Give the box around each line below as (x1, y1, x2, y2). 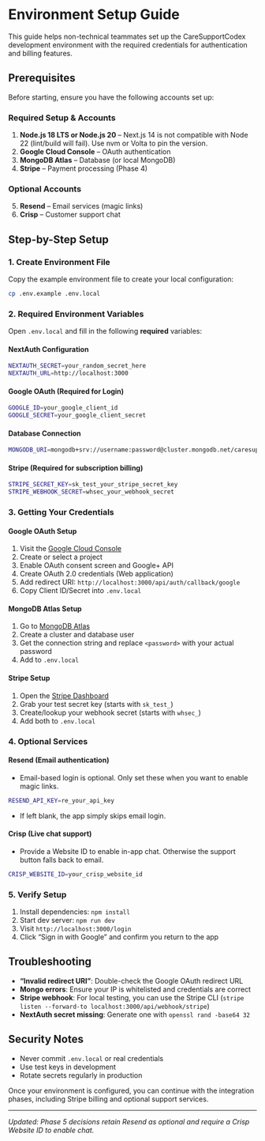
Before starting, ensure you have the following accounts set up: (8, 93, 215, 102)
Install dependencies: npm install (19, 907, 130, 916)
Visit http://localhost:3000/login (19, 924, 132, 934)
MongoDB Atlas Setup (8, 603, 82, 614)
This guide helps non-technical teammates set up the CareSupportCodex (8, 32, 246, 41)
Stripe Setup (8, 674, 50, 683)
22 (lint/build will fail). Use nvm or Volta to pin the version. (19, 138, 208, 148)
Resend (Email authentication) (8, 755, 110, 765)
